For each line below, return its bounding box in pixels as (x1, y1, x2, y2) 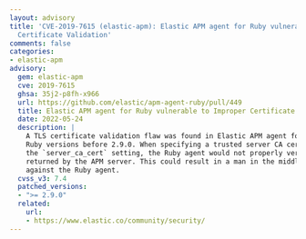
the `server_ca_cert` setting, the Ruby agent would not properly (25, 148, 283, 157)
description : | (17, 124, 76, 133)
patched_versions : (17, 183, 88, 192)
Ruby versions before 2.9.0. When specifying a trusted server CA (25, 140, 283, 149)
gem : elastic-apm (17, 73, 84, 82)
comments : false (9, 38, 71, 48)
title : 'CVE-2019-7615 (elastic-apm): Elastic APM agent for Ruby (9, 22, 267, 31)
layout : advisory (9, 13, 76, 23)
